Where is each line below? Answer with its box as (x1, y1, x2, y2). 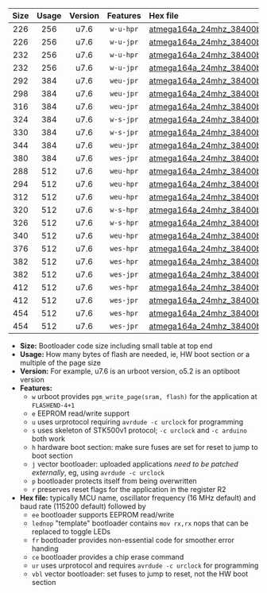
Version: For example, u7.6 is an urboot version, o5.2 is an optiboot (19, 366, 241, 376)
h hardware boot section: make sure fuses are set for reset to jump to (31, 443, 258, 452)
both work (31, 434, 66, 444)
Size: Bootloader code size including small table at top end (19, 341, 213, 351)
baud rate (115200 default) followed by (19, 502, 146, 511)
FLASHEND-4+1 (31, 401, 75, 409)
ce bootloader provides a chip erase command (31, 552, 184, 561)
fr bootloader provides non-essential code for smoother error (31, 536, 234, 545)
